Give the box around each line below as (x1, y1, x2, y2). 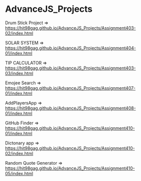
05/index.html (5, 170, 34, 176)
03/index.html (5, 70, 34, 76)
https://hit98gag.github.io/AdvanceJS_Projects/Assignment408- (5, 105, 136, 111)
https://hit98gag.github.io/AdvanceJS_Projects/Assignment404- (5, 45, 137, 51)
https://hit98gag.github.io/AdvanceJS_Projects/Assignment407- (5, 85, 136, 91)
